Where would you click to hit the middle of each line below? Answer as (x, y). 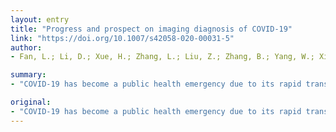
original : (31, 102)
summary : (28, 75)
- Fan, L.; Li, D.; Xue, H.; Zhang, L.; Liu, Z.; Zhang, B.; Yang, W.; (162, 57)
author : (26, 47)
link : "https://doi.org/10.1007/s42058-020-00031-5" (122, 38)
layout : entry (40, 19)
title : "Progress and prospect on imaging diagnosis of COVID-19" (151, 29)
